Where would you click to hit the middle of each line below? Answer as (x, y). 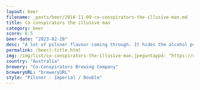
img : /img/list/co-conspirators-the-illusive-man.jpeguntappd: (86, 56)
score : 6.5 (20, 34)
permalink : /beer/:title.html (44, 50)
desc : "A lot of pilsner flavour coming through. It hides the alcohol (97, 45)
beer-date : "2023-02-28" (37, 39)
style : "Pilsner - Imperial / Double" (54, 78)
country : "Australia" (33, 61)
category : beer (25, 28)
